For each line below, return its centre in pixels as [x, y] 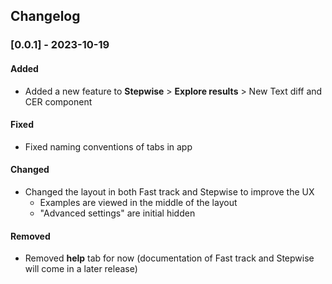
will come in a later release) [81, 269]
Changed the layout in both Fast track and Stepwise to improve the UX [169, 191]
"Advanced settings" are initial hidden [117, 213]
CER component [58, 101]
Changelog [45, 16]
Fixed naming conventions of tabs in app [108, 146]
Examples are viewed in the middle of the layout [138, 202]
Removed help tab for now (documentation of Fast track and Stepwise [169, 258]
